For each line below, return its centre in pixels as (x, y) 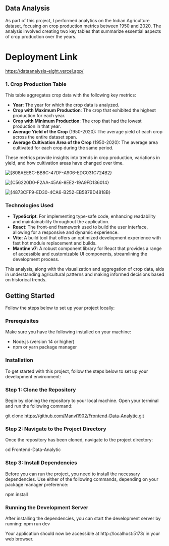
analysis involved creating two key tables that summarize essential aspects (83, 31)
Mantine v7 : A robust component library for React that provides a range (87, 249)
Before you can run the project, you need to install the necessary (73, 474)
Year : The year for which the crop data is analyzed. (66, 105)
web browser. (19, 539)
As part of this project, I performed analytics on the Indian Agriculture (77, 20)
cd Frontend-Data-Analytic (33, 450)
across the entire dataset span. (45, 137)
